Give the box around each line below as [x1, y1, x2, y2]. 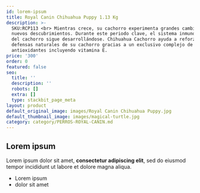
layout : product [6, 102, 46, 109]
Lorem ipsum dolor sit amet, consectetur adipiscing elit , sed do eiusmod [6, 157, 186, 164]
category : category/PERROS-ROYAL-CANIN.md [6, 119, 113, 125]
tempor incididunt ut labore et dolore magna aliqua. [6, 163, 132, 170]
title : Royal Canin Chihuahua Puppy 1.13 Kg [6, 14, 118, 20]
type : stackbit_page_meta [11, 97, 76, 103]
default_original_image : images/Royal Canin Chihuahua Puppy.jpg [6, 108, 171, 114]
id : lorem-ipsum [6, 8, 46, 15]
